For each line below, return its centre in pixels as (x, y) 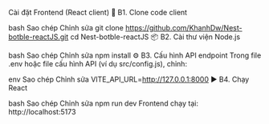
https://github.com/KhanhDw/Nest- (184, 28)
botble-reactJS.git (39, 37)
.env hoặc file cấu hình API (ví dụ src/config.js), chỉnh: (98, 64)
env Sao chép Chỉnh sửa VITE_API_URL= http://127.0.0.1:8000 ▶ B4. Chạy (129, 79)
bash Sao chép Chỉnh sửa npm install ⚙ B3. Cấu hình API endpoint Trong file (135, 55)
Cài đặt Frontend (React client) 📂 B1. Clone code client (98, 12)
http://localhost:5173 (42, 112)
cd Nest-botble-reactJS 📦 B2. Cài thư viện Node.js (155, 37)
